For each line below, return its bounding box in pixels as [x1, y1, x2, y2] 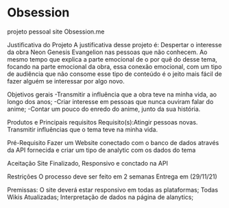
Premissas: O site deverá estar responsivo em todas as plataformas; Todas [7, 185, 218, 194]
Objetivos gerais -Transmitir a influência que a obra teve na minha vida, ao [7, 90, 217, 99]
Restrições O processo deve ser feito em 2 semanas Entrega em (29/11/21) [7, 172, 217, 181]
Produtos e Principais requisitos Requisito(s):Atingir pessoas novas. [7, 118, 198, 126]
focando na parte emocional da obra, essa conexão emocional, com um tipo [7, 62, 222, 70]
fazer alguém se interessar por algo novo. [7, 77, 125, 85]
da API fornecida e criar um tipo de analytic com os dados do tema [7, 146, 196, 154]
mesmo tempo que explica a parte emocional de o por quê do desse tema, [7, 55, 217, 63]
